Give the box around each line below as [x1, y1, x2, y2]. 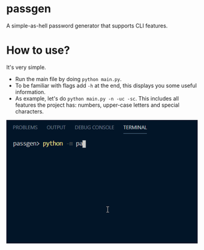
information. [15, 88, 46, 96]
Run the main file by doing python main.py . [15, 75, 122, 82]
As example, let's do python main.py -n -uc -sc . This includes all [15, 95, 179, 102]
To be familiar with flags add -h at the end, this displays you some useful [15, 82, 197, 89]
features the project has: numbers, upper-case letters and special [15, 101, 180, 109]
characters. [15, 107, 44, 115]
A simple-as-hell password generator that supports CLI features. [6, 22, 168, 29]
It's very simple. [6, 63, 47, 71]
